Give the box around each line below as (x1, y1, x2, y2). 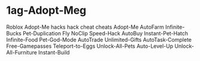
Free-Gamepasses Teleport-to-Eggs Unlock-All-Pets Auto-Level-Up (6, 42, 174, 50)
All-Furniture (6, 48, 38, 56)
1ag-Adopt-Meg (6, 4, 87, 17)
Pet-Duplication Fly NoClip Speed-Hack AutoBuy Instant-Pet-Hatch (23, 29, 189, 36)
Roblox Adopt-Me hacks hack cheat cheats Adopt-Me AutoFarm (6, 23, 164, 30)
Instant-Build (38, 48, 70, 56)
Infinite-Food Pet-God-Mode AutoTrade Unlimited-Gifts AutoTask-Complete (6, 36, 192, 43)
